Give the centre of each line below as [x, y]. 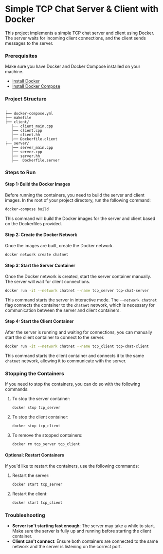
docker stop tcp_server [36, 408]
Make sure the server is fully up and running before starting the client [82, 531]
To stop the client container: [40, 417]
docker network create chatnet [37, 255]
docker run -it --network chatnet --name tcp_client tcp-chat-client [77, 346]
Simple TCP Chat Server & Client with [82, 9]
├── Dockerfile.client [34, 139]
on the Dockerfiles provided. [34, 223]
